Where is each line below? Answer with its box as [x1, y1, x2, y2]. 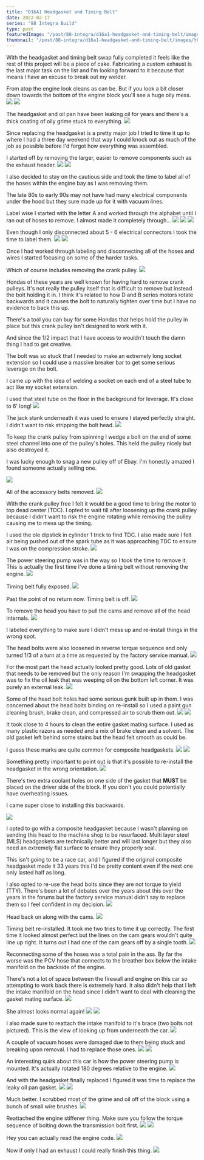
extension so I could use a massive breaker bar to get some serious [6, 359, 175, 366]
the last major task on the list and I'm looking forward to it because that [6, 67, 184, 74]
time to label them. [6, 236, 53, 243]
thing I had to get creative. [6, 341, 72, 348]
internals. [6, 614, 30, 622]
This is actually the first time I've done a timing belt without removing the [6, 563, 188, 570]
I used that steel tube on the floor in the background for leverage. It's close [6, 396, 194, 402]
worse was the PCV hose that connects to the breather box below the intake [6, 957, 197, 964]
